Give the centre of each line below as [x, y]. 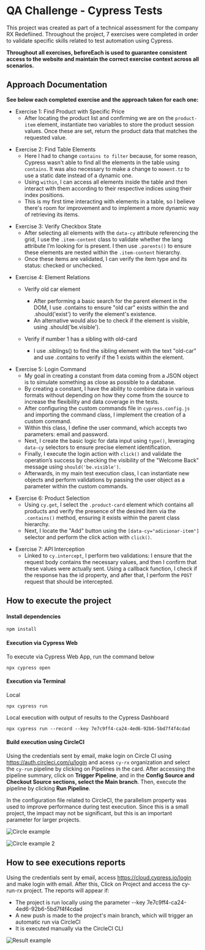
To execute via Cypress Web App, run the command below [80, 657]
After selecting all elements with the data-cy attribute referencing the [111, 233]
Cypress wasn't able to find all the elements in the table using [102, 162]
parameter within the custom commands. [76, 486]
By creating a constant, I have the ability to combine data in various [109, 388]
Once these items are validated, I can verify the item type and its [106, 258]
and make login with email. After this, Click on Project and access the [93, 884]
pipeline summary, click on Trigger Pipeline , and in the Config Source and [100, 775]
